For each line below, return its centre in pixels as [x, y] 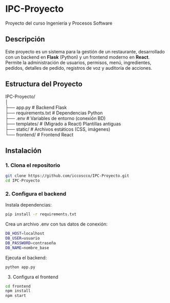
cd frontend [18, 286]
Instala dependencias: [29, 205]
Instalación [24, 150]
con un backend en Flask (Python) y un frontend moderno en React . [78, 57]
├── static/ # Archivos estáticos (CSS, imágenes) [58, 129]
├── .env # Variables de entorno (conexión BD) [56, 118]
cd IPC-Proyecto [23, 181]
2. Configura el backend [36, 194]
